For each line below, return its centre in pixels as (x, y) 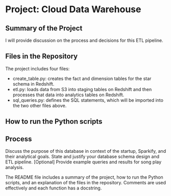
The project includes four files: (38, 68)
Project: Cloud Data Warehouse (73, 9)
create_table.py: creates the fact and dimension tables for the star (82, 78)
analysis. (15, 167)
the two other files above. (40, 105)
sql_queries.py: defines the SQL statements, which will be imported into (88, 100)
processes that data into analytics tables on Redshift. (68, 95)
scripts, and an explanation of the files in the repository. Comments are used (86, 183)
